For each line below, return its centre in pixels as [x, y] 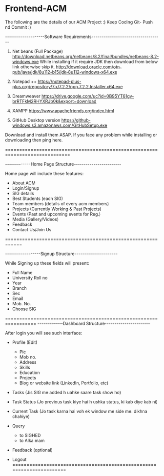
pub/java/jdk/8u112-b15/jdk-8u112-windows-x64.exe [64, 72]
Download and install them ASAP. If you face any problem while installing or [81, 135]
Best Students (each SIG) [38, 198]
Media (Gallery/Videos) [35, 219]
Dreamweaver [26, 96]
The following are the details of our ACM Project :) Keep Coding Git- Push [79, 22]
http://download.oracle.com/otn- [89, 67]
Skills [25, 367]
